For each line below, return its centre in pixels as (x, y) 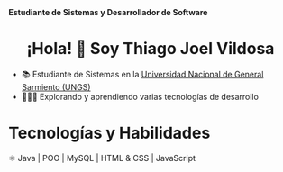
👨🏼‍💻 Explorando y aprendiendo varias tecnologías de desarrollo (140, 96)
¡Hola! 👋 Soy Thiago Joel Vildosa (151, 49)
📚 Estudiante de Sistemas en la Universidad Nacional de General (142, 74)
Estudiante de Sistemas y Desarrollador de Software (108, 12)
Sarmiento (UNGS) (56, 86)
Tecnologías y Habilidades (110, 133)
